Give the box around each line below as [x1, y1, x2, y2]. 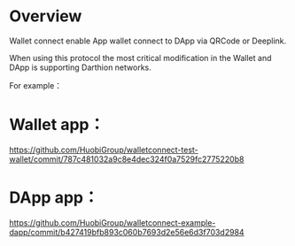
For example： [9, 80, 63, 90]
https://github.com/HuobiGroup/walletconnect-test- [9, 144, 199, 155]
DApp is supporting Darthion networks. [9, 62, 152, 73]
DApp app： [9, 188, 99, 208]
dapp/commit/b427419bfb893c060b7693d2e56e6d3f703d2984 [9, 227, 245, 237]
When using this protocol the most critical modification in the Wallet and [9, 52, 272, 63]
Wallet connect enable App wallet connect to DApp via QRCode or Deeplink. [9, 35, 287, 46]
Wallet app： [9, 115, 105, 135]
